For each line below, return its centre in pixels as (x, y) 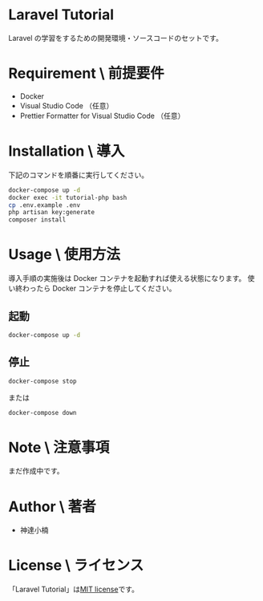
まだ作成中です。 (36, 471)
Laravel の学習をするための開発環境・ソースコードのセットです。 (115, 38)
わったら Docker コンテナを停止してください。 (99, 288)
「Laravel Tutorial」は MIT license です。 (73, 589)
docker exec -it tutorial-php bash (68, 197)
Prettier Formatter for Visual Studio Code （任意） (102, 116)
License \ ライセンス (76, 565)
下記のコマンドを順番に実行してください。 (79, 175)
